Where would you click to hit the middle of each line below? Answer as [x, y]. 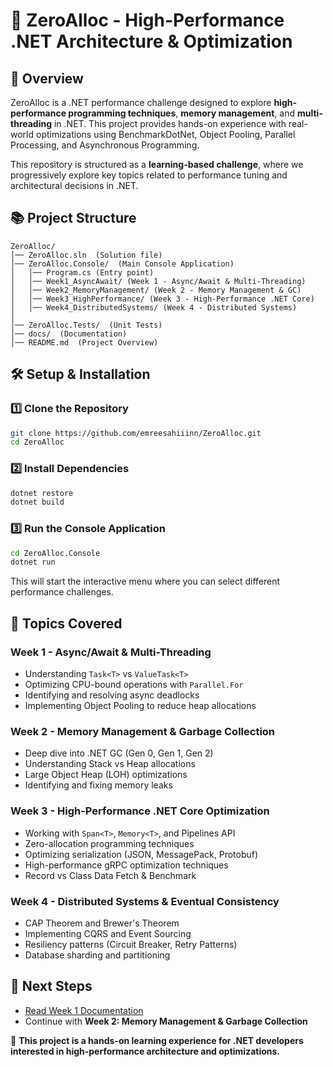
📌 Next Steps [51, 986]
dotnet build [37, 502]
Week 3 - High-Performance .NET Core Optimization [140, 811]
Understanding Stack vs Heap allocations [110, 764]
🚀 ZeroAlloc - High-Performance [147, 20]
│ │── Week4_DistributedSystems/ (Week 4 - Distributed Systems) [154, 307]
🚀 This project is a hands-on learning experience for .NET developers [157, 1040]
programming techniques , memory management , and [182, 113]
